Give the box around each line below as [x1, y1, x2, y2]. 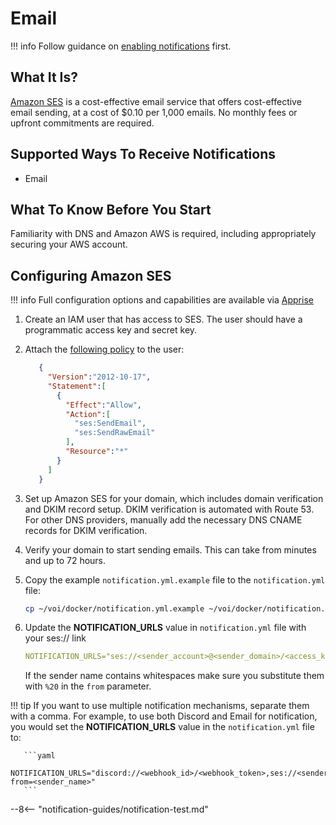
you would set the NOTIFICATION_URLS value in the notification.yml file [10, 721, 315, 733]
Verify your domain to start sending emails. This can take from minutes [24, 543, 317, 556]
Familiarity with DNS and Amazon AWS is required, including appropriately [10, 228, 317, 240]
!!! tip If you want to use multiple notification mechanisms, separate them [10, 700, 310, 712]
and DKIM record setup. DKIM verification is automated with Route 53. [24, 503, 315, 515]
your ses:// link [24, 632, 87, 644]
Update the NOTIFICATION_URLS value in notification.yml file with [24, 622, 307, 634]
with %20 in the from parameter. [24, 680, 152, 692]
